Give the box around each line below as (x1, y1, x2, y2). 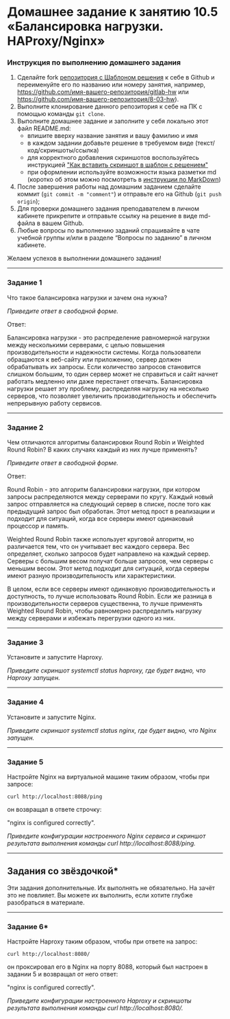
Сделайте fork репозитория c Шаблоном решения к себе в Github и (16, 73, 215, 82)
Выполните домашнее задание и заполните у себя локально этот (16, 117, 209, 126)
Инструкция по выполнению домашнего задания (7, 58, 181, 67)
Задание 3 (7, 637, 44, 647)
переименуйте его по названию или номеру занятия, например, (16, 80, 206, 89)
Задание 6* (7, 922, 49, 931)
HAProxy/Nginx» (7, 34, 105, 49)
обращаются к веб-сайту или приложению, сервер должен (7, 355, 181, 364)
